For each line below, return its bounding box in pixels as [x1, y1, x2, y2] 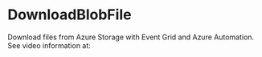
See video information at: [7, 40, 92, 50]
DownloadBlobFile [7, 6, 132, 24]
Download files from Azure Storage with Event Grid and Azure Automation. [7, 32, 255, 42]
